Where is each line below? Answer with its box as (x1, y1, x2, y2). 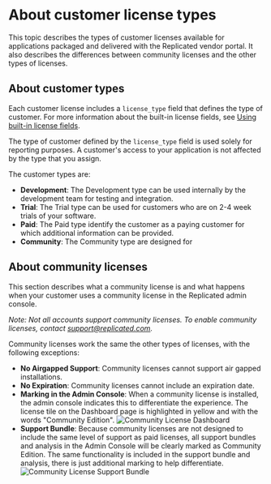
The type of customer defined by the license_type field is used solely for (8, 136, 253, 146)
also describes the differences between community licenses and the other (8, 49, 257, 59)
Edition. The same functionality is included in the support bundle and (19, 449, 251, 459)
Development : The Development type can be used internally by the (19, 185, 246, 195)
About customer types (8, 82, 125, 96)
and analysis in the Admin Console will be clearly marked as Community (19, 440, 261, 451)
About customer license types (8, 6, 217, 24)
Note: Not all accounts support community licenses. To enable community (8, 315, 257, 324)
